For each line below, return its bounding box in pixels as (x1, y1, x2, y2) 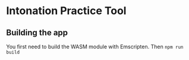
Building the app (6, 28, 68, 38)
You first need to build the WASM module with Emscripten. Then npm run (6, 43, 184, 50)
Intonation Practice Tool (6, 4, 127, 18)
